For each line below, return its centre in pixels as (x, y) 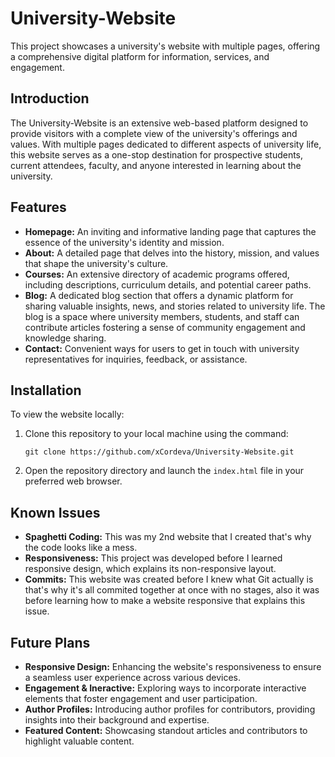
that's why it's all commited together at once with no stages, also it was (172, 590)
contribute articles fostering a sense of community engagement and (165, 327)
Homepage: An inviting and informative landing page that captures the (170, 231)
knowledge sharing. (65, 338)
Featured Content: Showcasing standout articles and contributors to (166, 730)
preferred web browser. (73, 481)
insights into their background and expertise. (117, 720)
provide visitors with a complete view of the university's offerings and (154, 133)
